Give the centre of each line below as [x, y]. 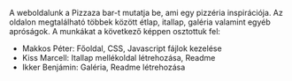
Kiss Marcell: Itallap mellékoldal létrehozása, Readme [119, 58]
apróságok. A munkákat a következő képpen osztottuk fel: [115, 31]
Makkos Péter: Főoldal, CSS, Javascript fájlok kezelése [122, 48]
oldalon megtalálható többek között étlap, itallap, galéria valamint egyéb [140, 22]
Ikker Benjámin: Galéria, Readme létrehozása [104, 67]
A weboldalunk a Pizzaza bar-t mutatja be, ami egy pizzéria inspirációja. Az [146, 13]
